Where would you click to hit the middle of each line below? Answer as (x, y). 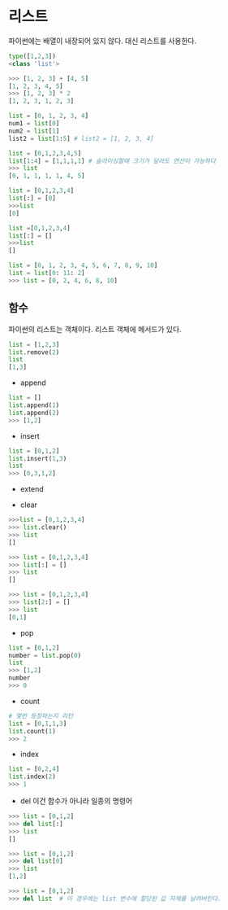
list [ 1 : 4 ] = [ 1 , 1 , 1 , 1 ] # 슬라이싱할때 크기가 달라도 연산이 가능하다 (112, 161)
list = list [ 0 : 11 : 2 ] (47, 273)
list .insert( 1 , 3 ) (38, 458)
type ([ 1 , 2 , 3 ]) (32, 56)
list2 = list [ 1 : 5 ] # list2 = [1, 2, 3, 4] (81, 138)
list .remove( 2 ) (34, 352)
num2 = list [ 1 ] (34, 131)
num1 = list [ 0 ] (34, 124)
